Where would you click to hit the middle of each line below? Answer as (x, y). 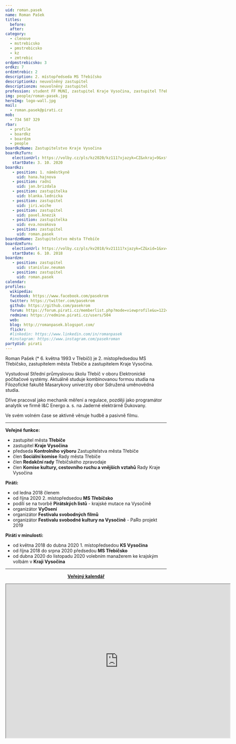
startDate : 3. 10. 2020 (37, 163)
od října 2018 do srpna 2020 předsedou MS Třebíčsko (70, 550)
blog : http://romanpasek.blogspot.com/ (52, 325)
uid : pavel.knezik (36, 215)
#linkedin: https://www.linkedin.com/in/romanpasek (66, 334)
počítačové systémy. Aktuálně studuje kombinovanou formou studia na (80, 379)
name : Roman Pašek (25, 15)
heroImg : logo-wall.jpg (31, 100)
